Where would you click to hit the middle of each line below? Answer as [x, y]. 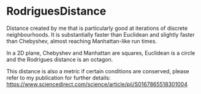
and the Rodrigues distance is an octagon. [60, 59]
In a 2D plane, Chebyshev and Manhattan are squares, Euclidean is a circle [101, 52]
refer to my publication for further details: [59, 78]
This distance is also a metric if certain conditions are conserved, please [98, 71]
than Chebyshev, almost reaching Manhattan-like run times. [82, 41]
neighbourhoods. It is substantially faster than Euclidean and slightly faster [100, 34]
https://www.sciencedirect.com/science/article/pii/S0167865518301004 [97, 84]
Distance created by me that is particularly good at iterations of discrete [97, 28]
